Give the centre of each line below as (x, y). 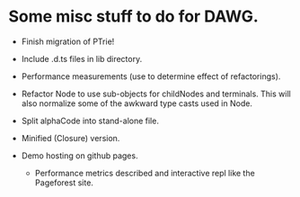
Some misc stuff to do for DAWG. (134, 17)
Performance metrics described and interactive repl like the (145, 173)
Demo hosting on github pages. (79, 156)
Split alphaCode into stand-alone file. (90, 121)
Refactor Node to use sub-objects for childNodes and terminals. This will (156, 94)
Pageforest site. (64, 183)
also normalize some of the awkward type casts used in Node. (137, 103)
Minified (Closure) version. (71, 138)
